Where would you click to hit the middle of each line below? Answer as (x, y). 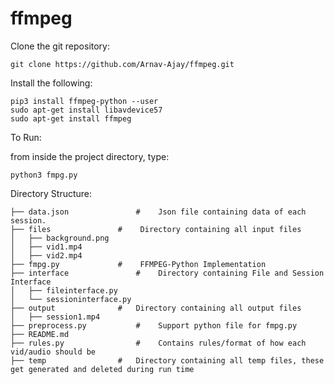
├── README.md (40, 334)
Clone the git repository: (60, 46)
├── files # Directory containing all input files (156, 229)
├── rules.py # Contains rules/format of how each (158, 343)
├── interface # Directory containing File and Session (167, 273)
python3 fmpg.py (44, 175)
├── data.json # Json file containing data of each (158, 212)
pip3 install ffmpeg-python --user (84, 101)
